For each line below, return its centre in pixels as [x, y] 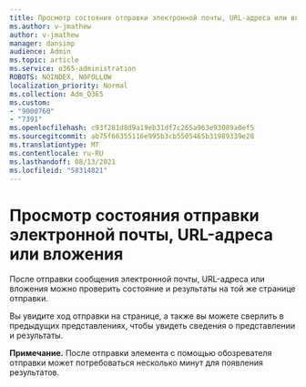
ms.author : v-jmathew [51, 26]
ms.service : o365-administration [73, 69]
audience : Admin [40, 52]
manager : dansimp [42, 43]
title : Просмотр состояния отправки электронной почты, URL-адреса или [148, 18]
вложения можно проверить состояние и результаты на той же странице [153, 289]
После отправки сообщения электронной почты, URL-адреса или [138, 280]
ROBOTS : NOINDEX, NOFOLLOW [61, 77]
